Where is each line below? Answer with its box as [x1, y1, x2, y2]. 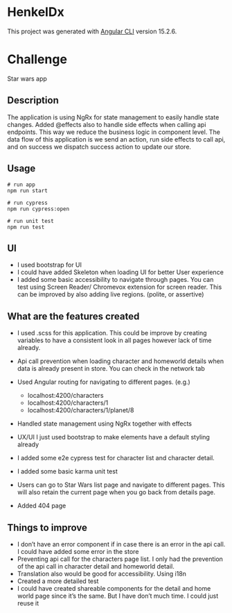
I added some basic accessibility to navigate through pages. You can [17, 276, 214, 284]
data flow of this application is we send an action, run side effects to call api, [7, 135, 226, 143]
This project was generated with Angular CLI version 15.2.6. [7, 27, 177, 35]
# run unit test [7, 217, 54, 224]
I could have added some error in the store [17, 547, 139, 555]
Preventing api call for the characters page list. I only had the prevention [17, 555, 224, 563]
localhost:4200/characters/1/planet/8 [27, 406, 134, 414]
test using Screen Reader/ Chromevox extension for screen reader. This [17, 283, 222, 292]
